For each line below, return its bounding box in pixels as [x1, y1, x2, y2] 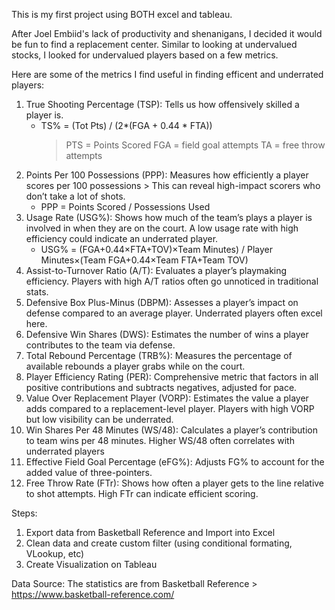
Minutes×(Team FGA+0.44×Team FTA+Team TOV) [40, 254, 249, 266]
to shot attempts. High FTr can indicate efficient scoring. [25, 488, 259, 499]
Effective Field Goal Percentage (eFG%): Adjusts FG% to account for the [25, 456, 325, 468]
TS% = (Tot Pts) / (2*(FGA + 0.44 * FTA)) [40, 120, 213, 131]
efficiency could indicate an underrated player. [25, 233, 219, 244]
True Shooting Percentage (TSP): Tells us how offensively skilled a [25, 99, 300, 110]
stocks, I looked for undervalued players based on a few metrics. [11, 49, 279, 61]
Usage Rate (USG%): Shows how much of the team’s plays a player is [25, 212, 313, 223]
